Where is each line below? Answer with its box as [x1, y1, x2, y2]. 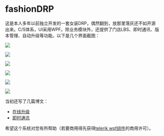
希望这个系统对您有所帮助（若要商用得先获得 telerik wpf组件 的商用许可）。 [5, 125, 154, 131]
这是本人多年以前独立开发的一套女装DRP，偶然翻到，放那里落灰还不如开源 [5, 20, 156, 26]
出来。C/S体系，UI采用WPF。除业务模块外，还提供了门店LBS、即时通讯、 [5, 26, 155, 32]
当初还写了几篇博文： [5, 98, 48, 104]
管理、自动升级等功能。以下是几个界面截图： [9, 32, 100, 38]
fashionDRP [5, 3, 54, 15]
